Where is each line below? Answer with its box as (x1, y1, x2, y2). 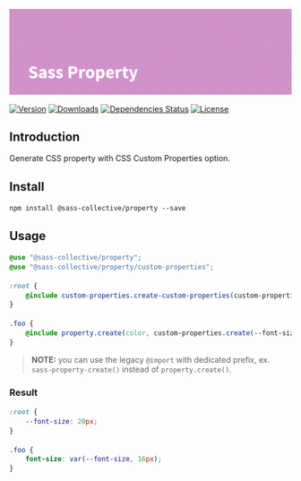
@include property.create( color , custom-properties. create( (25, 329, 254, 338)
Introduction (9, 129, 81, 144)
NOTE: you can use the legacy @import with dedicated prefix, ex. (30, 354, 271, 365)
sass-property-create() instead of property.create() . (30, 364, 232, 374)
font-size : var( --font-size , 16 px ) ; (25, 455, 163, 464)
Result (9, 386, 39, 399)
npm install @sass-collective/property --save (9, 204, 186, 213)
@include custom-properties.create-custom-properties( (25, 291, 235, 300)
